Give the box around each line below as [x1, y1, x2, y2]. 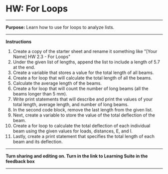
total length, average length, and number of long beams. [12, 101, 129, 107]
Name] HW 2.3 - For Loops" [12, 53, 71, 59]
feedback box [5, 158, 35, 164]
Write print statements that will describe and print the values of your [12, 96, 153, 102]
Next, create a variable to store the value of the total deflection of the [12, 112, 155, 118]
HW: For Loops [5, 3, 68, 14]
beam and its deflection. [12, 138, 63, 144]
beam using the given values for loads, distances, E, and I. [12, 128, 133, 134]
